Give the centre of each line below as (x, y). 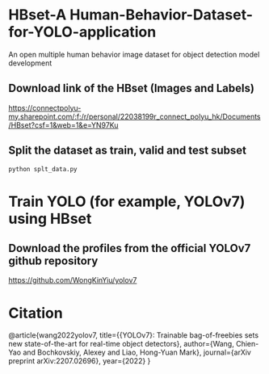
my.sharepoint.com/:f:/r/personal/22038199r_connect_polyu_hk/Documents (134, 116)
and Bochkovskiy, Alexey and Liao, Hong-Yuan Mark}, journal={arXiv (137, 352)
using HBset (50, 219)
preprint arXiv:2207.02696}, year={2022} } (80, 361)
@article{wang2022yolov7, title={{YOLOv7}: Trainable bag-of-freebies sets (134, 335)
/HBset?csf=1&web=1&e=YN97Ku (63, 125)
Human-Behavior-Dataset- (161, 15)
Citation (36, 313)
